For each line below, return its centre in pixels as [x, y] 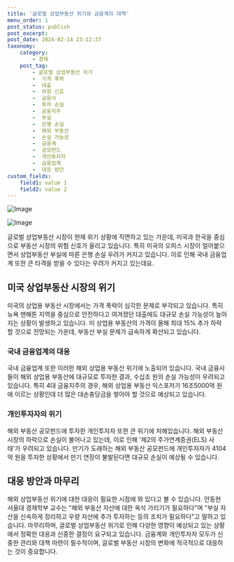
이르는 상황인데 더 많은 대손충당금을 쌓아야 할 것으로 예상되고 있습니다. [110, 394]
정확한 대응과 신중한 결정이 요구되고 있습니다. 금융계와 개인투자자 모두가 [118, 534]
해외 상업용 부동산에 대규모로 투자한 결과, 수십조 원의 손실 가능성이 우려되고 [123, 377]
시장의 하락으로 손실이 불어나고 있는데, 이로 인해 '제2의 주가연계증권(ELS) [107, 439]
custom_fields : [29, 176]
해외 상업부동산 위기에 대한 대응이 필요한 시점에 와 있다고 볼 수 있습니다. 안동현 [114, 499]
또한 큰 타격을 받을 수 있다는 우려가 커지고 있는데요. [84, 264]
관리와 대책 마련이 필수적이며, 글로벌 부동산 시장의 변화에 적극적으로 [112, 543]
